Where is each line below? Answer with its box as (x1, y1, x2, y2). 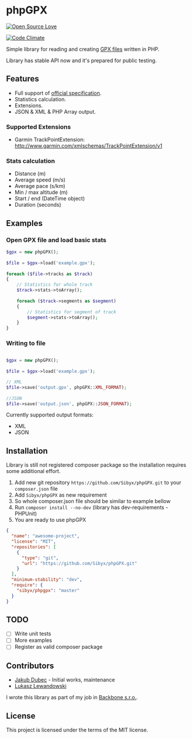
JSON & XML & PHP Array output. (14, 108, 96, 115)
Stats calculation (6, 156, 56, 165)
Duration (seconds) (14, 201, 61, 208)
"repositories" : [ (11, 544, 57, 550)
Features (6, 74, 39, 84)
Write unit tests (14, 630, 52, 637)
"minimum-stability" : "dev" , (11, 577, 83, 583)
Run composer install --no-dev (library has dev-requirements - (14, 504, 169, 511)
